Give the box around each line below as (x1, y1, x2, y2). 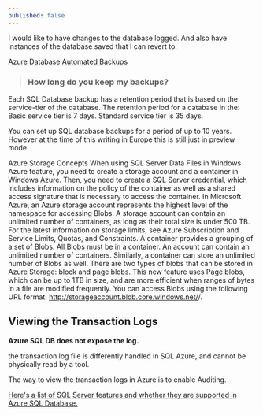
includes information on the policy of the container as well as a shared (8, 183, 236, 193)
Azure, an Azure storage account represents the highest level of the (8, 200, 228, 209)
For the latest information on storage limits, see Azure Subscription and (8, 225, 239, 235)
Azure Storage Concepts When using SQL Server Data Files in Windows (8, 158, 242, 168)
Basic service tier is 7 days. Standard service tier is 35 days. (8, 111, 204, 120)
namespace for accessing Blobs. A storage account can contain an (8, 208, 226, 217)
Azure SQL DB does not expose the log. (8, 335, 139, 345)
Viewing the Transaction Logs (8, 315, 158, 328)
